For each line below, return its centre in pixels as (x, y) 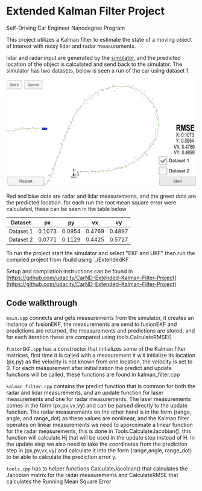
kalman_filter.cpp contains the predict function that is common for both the (101, 386)
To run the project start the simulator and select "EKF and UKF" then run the (101, 253)
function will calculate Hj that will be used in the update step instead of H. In (100, 437)
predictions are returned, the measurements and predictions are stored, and (100, 330)
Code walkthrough (42, 303)
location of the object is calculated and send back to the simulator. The (94, 64)
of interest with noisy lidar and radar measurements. (71, 46)
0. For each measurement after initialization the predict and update (89, 368)
